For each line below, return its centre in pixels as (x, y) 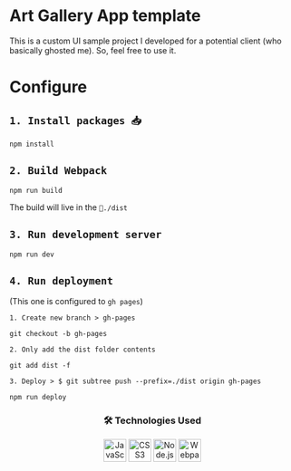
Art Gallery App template (105, 16)
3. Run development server (86, 235)
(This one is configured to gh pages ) (76, 302)
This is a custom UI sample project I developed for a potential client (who (146, 41)
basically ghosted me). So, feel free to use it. (93, 50)
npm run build (36, 190)
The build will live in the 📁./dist (69, 207)
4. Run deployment (61, 280)
